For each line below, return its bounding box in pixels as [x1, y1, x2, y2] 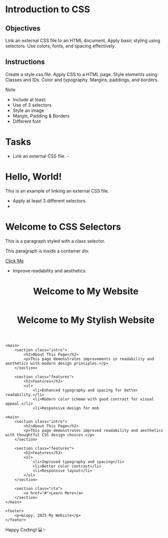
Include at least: [12, 96, 47, 103]
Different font [12, 118, 41, 124]
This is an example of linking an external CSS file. [5, 188, 109, 194]
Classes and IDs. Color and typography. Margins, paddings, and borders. [5, 77, 159, 83]
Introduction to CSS [5, 4, 90, 15]
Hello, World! [5, 171, 62, 182]
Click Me [5, 258, 24, 264]
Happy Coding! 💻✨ [5, 526, 47, 532]
